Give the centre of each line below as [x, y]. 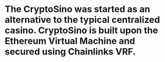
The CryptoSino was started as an [77, 9]
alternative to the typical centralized [82, 20]
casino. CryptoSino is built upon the [81, 30]
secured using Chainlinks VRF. [70, 52]
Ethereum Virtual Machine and [70, 41]
